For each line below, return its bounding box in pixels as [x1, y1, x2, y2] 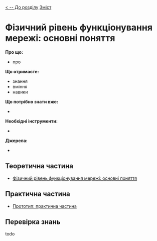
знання [12, 78, 28, 84]
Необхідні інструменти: [5, 118, 58, 124]
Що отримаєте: [5, 68, 39, 74]
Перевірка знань [5, 217, 61, 226]
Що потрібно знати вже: [5, 98, 59, 104]
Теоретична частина [5, 162, 74, 170]
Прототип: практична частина [12, 203, 77, 209]
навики [12, 89, 28, 95]
